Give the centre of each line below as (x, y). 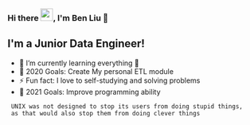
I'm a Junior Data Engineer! (76, 44)
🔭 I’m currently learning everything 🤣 (79, 63)
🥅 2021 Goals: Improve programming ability (90, 92)
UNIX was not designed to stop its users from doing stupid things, (127, 106)
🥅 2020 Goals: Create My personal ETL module (96, 71)
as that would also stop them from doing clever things (105, 113)
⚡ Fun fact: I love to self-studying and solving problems (109, 80)
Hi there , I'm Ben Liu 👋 (58, 18)
